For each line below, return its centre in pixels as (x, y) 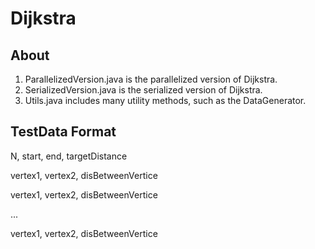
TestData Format (63, 132)
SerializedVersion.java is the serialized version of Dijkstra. (143, 90)
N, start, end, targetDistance (69, 156)
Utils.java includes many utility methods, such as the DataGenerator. (165, 100)
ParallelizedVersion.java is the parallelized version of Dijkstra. (151, 79)
